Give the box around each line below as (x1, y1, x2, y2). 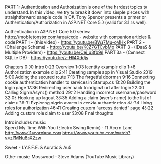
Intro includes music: (5, 119, 47, 125)
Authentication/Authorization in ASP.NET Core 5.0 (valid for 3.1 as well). (5, 19, 147, 25)
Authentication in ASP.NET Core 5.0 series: (5, 29, 91, 34)
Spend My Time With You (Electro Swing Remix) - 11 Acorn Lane (5, 125, 133, 130)
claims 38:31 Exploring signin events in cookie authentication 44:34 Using (5, 100, 152, 105)
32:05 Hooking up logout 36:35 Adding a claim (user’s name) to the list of (5, 95, 151, 101)
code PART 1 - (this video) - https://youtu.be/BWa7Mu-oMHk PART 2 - (5, 39, 145, 45)
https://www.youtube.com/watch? (62, 130, 131, 135)
